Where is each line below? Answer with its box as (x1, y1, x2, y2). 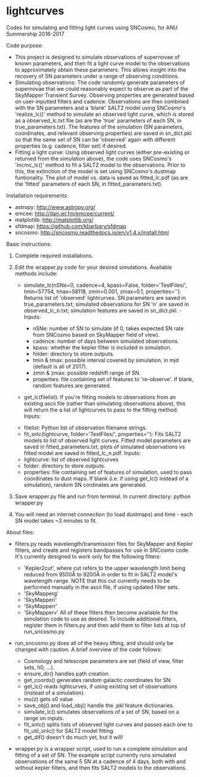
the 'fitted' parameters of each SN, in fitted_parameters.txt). (14, 180, 163, 188)
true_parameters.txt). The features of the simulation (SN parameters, (14, 123, 184, 130)
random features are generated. (32, 382, 112, 389)
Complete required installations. (14, 252, 94, 259)
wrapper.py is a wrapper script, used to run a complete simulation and (14, 745, 188, 752)
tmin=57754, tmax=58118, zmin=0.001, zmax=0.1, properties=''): (23, 288, 181, 295)
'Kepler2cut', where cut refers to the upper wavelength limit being (23, 564, 186, 572)
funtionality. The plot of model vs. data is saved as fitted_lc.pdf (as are (14, 174, 188, 181)
